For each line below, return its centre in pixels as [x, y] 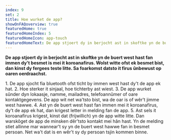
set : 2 [12, 15]
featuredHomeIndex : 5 [28, 33]
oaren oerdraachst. [26, 74]
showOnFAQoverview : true [32, 24]
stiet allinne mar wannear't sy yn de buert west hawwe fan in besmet [77, 126]
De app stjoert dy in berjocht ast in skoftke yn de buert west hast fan [79, 57]
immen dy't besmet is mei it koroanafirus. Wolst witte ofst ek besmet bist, [85, 63]
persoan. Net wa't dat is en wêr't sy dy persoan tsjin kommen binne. [77, 132]
